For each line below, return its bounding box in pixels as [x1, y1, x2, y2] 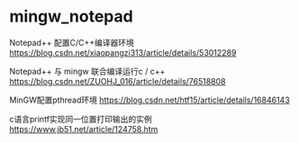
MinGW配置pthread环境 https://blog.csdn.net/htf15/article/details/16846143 [9, 94, 290, 105]
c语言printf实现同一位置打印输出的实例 [9, 113, 153, 124]
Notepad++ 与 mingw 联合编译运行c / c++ [9, 66, 166, 76]
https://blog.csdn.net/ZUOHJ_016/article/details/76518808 [9, 76, 227, 86]
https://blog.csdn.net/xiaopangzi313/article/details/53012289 [9, 47, 237, 58]
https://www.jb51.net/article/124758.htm [9, 123, 159, 134]
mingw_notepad [9, 6, 133, 27]
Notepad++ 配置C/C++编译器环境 [9, 37, 135, 48]
